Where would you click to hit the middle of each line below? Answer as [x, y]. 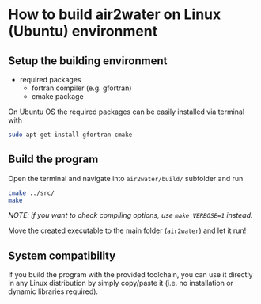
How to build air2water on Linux [115, 15]
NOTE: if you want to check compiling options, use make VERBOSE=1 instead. [130, 215]
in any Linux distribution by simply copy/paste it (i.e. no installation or [121, 283]
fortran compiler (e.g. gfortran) [81, 88]
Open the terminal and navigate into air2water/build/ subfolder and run [126, 178]
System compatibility [62, 255]
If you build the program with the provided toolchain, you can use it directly [130, 275]
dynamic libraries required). [53, 291]
